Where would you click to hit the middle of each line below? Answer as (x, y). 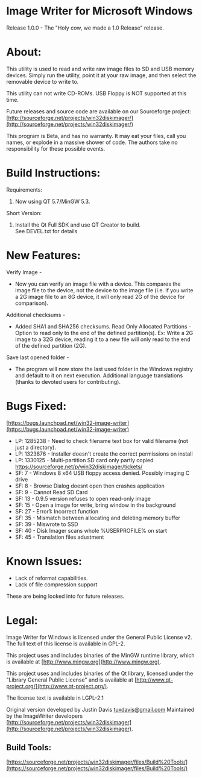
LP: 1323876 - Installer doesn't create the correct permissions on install (104, 454)
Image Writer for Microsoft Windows (99, 11)
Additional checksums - (36, 315)
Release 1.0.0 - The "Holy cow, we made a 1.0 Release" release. (85, 28)
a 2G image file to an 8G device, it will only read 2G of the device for (100, 296)
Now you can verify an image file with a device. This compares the (98, 284)
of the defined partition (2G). (51, 345)
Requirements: (24, 190)
